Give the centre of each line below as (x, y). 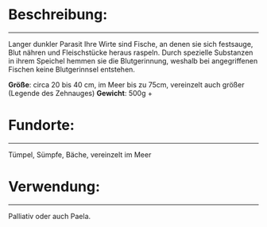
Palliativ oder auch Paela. (50, 216)
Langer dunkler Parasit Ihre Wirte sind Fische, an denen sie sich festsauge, (131, 44)
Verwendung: (54, 187)
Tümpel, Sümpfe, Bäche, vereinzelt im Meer (80, 154)
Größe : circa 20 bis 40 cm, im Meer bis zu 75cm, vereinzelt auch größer (126, 84)
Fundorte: (42, 125)
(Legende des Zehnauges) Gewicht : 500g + (80, 93)
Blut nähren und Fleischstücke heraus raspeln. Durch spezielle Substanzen (131, 52)
